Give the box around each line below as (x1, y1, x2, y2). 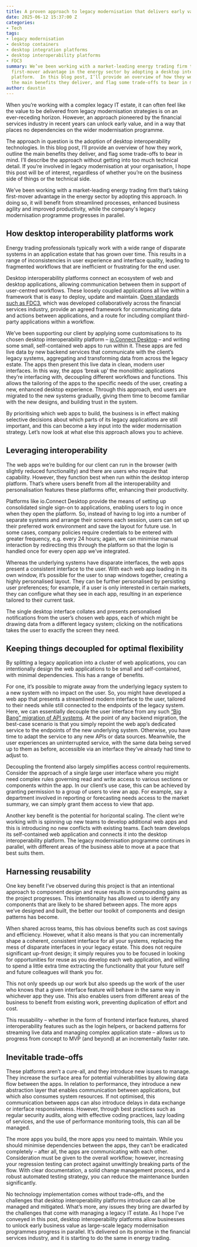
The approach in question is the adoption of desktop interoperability (6, 138, 171, 145)
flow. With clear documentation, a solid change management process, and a (6, 1166, 190, 1173)
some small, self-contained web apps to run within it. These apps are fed (6, 342, 182, 349)
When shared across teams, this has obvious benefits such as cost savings (6, 925, 188, 932)
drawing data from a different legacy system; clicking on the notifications (6, 620, 183, 627)
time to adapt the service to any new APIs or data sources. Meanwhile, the (6, 733, 186, 740)
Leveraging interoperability (6, 445, 108, 456)
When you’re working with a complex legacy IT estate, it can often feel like (6, 101, 186, 108)
